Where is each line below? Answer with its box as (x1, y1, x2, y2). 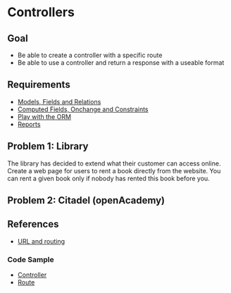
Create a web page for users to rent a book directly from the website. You (7, 166, 221, 175)
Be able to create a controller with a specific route (17, 51, 163, 59)
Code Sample (7, 254, 54, 264)
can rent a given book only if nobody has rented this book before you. (7, 174, 210, 182)
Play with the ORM (17, 112, 72, 120)
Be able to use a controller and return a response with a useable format (17, 58, 225, 67)
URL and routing (17, 237, 65, 245)
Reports (17, 120, 41, 128)
